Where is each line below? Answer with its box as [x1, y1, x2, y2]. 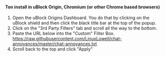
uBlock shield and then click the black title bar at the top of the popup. [12, 20, 157, 26]
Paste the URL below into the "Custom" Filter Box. [12, 30, 115, 36]
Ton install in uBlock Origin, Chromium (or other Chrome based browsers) [5, 4, 160, 10]
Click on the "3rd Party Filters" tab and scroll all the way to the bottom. [12, 25, 158, 31]
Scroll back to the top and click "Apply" [12, 46, 93, 52]
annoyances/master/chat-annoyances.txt [12, 41, 97, 47]
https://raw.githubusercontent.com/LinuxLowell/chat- [12, 36, 122, 42]
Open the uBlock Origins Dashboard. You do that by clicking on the [12, 15, 150, 21]
